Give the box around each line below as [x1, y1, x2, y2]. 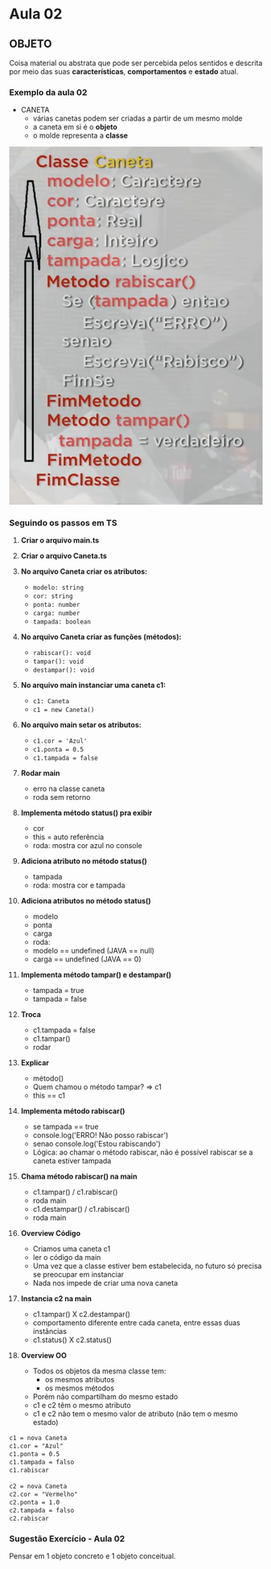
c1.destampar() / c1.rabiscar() [32, 1205, 130, 1214]
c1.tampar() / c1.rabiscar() [32, 1188, 118, 1197]
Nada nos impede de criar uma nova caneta [32, 1279, 179, 1288]
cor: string [32, 592, 73, 600]
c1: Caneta [32, 698, 70, 706]
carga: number [32, 609, 80, 618]
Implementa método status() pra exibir [20, 808, 153, 817]
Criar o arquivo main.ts [20, 536, 100, 546]
